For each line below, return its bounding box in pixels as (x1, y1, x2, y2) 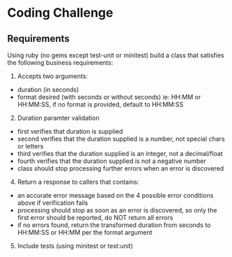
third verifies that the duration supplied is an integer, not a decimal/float (17, 150, 223, 157)
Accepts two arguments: (17, 72, 88, 80)
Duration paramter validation (17, 114, 100, 122)
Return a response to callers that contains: (17, 178, 139, 186)
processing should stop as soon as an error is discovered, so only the (17, 206, 217, 214)
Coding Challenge (7, 5, 114, 21)
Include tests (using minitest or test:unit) (17, 242, 134, 250)
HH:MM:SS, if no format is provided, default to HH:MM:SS (17, 100, 184, 109)
